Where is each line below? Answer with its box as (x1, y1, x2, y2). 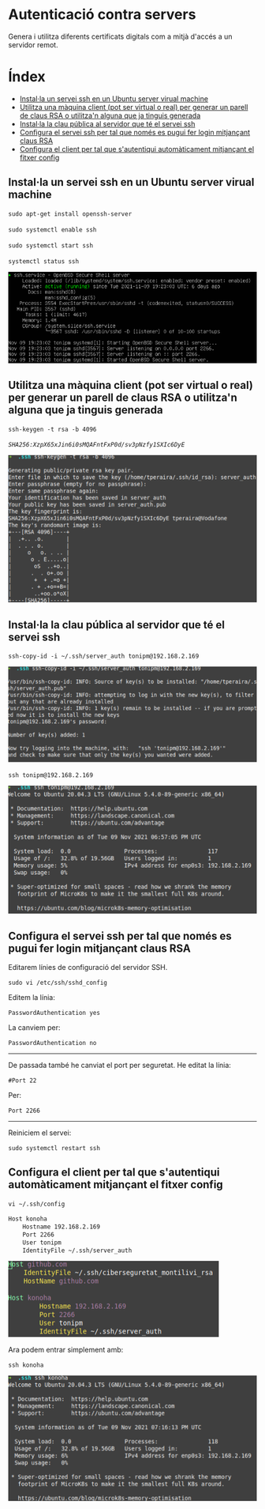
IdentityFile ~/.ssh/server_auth (22, 1247, 132, 1254)
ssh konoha (8, 1361, 44, 1369)
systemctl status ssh (8, 257, 80, 266)
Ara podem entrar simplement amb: (8, 1345, 124, 1354)
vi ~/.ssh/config (8, 1200, 65, 1208)
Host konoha (8, 1215, 47, 1223)
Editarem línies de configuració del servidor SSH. (8, 963, 168, 972)
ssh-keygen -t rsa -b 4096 (8, 425, 97, 433)
